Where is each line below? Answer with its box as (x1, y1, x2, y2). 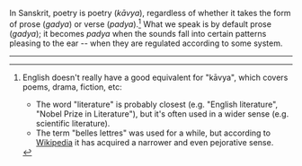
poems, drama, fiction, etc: (22, 81, 123, 92)
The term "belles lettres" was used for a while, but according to (35, 127, 271, 138)
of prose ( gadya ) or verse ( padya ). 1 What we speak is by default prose (9, 17, 272, 30)
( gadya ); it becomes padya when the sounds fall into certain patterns (9, 28, 267, 39)
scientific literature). (35, 118, 111, 128)
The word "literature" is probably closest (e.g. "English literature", (35, 99, 279, 109)
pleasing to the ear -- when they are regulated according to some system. (9, 38, 283, 48)
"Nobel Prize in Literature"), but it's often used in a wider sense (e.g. (35, 108, 289, 119)
